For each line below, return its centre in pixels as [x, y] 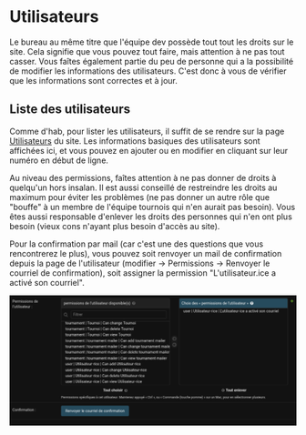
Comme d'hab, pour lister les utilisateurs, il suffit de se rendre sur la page [147, 131]
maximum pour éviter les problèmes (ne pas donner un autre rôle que [140, 197]
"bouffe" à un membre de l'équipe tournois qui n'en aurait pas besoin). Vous [153, 207]
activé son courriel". [47, 282]
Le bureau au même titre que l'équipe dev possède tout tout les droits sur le [152, 42]
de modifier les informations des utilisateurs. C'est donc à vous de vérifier [148, 71]
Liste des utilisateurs [70, 110]
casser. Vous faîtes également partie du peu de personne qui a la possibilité [152, 61]
